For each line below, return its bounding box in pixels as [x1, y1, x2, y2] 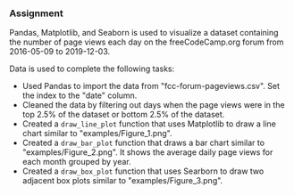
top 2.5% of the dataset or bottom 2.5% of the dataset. [21, 110, 225, 120]
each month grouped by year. [21, 157, 131, 167]
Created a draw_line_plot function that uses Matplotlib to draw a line [21, 118, 277, 129]
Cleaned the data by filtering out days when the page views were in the [21, 100, 285, 110]
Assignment [9, 7, 64, 20]
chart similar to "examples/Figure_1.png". [21, 128, 172, 139]
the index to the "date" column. [21, 90, 138, 101]
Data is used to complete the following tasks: [9, 63, 175, 74]
